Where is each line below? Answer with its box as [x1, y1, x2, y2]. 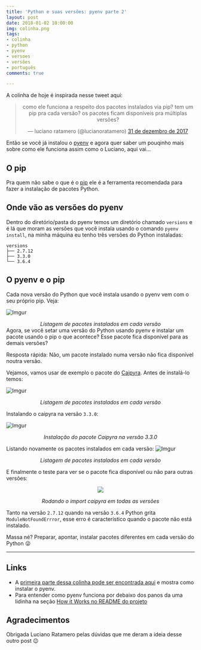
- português [6, 64, 36, 71]
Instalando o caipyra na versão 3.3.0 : [6, 410, 99, 417]
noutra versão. [6, 357, 42, 364]
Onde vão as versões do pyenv [6, 202, 124, 213]
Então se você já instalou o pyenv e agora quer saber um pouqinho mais [6, 139, 184, 147]
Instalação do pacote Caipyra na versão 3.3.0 [44, 433, 157, 440]
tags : [6, 31, 20, 37]
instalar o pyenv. [14, 585, 56, 592]
